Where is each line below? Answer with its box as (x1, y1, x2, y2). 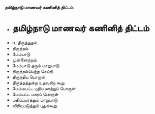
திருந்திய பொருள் (12, 74, 45, 80)
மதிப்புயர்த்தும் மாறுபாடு (12, 97, 58, 103)
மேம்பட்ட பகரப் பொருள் (12, 91, 59, 97)
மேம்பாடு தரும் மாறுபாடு (12, 62, 59, 68)
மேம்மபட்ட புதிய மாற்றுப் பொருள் (12, 85, 76, 91)
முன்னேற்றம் (12, 56, 37, 63)
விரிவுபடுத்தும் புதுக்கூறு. (12, 102, 58, 108)
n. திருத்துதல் (12, 39, 38, 45)
